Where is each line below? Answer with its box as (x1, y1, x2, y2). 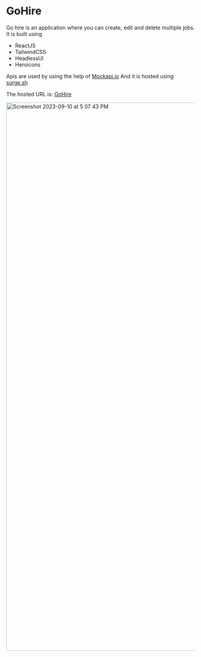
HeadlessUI (14, 54, 44, 62)
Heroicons (14, 61, 41, 68)
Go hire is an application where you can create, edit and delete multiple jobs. (6, 24, 196, 31)
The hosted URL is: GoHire (6, 90, 72, 98)
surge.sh (6, 79, 28, 86)
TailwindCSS (14, 48, 47, 55)
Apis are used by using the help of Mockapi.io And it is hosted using (6, 72, 174, 80)
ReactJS (14, 42, 36, 49)
